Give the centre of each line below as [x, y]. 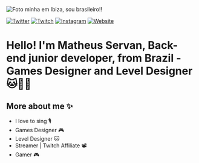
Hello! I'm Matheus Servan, [76, 46]
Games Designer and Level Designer [99, 71]
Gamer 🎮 [27, 155]
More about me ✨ [40, 106]
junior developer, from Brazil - [105, 58]
